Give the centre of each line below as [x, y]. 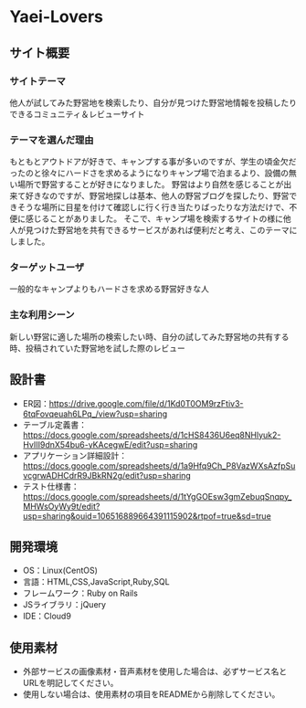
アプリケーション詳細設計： [75, 455]
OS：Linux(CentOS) [60, 571]
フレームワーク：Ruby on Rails [80, 593]
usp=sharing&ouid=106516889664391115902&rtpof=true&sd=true [147, 516]
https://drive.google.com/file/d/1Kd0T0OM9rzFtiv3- [146, 403]
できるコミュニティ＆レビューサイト [77, 114]
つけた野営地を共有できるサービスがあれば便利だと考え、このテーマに [165, 230]
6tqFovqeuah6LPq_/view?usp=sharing [95, 414]
